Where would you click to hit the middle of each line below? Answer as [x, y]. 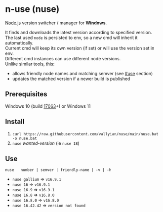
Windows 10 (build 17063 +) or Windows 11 [48, 106]
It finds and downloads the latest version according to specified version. [79, 32]
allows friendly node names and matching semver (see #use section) [82, 73]
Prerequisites [26, 94]
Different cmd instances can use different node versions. [63, 58]
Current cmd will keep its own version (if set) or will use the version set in [80, 48]
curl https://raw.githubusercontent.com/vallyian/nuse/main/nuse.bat [85, 134]
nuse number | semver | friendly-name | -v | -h [58, 170]
